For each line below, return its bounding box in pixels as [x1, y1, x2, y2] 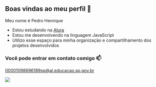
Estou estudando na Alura [12, 27, 64, 33]
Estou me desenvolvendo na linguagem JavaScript [12, 32, 114, 38]
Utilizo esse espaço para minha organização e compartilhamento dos [12, 37, 152, 43]
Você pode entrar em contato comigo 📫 [5, 55, 101, 61]
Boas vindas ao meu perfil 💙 [5, 5, 92, 13]
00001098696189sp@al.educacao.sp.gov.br [5, 68, 95, 73]
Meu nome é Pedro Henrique [5, 17, 63, 23]
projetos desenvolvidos [12, 42, 59, 48]
